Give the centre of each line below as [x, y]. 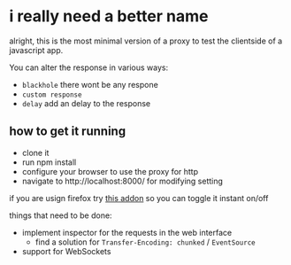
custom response [52, 95]
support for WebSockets [66, 251]
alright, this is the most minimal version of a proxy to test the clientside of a [146, 41]
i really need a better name [109, 16]
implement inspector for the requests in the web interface [127, 232]
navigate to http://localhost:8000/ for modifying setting [123, 181]
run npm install [49, 162]
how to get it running [68, 132]
